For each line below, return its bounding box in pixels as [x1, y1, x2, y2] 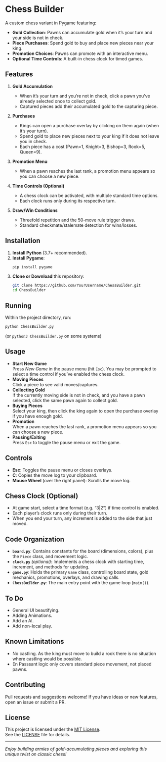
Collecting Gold [12, 387, 45, 393]
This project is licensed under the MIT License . [5, 726, 101, 732]
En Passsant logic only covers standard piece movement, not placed [12, 661, 152, 667]
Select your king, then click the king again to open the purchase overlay [12, 407, 159, 414]
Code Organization [5, 535, 65, 543]
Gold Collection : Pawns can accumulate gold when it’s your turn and [12, 29, 153, 35]
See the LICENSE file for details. [5, 732, 71, 738]
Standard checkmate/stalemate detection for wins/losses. [19, 222, 137, 228]
